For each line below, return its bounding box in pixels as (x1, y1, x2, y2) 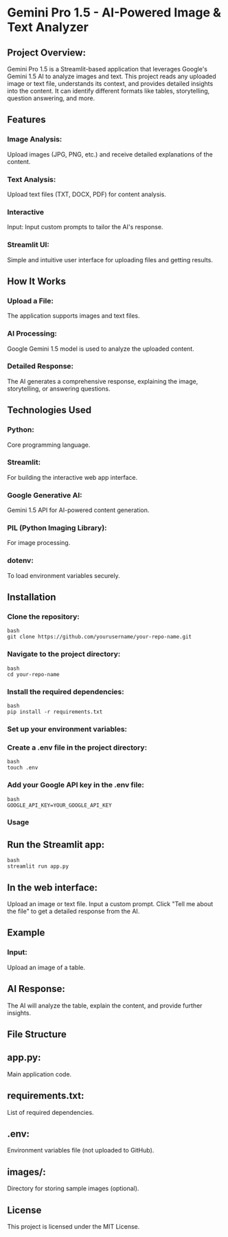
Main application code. (7, 1070, 72, 1078)
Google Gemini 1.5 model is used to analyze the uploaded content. (7, 345, 194, 353)
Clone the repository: (7, 612, 80, 622)
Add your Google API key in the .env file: (7, 781, 144, 790)
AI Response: (7, 983, 65, 995)
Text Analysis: (7, 174, 56, 184)
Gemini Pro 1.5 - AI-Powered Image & (7, 5, 221, 21)
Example (7, 927, 45, 938)
